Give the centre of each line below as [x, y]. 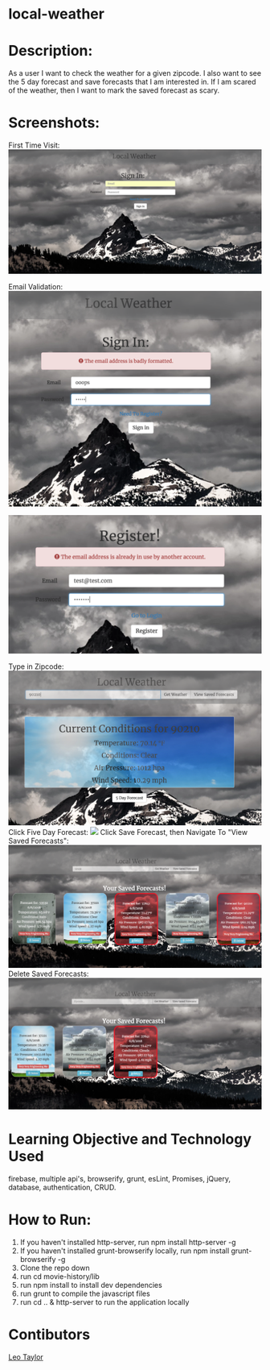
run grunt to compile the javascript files [85, 1293]
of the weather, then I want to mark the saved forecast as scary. [114, 90]
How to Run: [50, 1220]
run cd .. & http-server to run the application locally [104, 1301]
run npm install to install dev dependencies [91, 1285]
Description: [51, 51]
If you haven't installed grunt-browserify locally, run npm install [125, 1251]
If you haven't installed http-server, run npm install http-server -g [128, 1242]
